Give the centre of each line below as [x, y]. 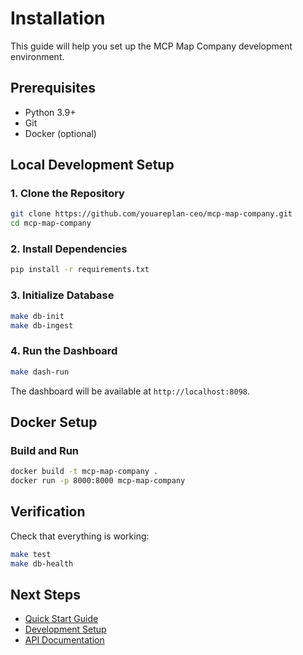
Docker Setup [54, 422]
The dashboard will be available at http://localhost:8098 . [130, 391]
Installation [58, 18]
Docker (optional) [60, 133]
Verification [48, 512]
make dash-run [40, 372]
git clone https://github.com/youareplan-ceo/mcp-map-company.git [151, 214]
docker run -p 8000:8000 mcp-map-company [98, 481]
